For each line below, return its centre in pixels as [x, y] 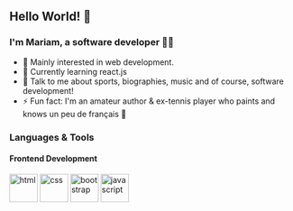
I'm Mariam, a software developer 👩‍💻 [92, 42]
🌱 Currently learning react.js [75, 71]
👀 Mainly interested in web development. [98, 62]
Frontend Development [53, 159]
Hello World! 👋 [50, 17]
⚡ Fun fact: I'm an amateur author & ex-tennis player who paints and [149, 101]
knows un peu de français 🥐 [74, 114]
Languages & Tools [52, 137]
